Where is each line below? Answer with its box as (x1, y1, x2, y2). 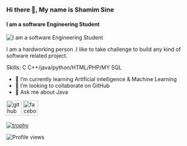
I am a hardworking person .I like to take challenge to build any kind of (6, 45, 182, 53)
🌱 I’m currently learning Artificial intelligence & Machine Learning (15, 76, 177, 83)
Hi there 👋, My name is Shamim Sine (6, 5, 114, 14)
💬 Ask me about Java (15, 88, 68, 96)
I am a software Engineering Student (6, 21, 100, 28)
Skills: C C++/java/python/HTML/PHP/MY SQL (6, 64, 122, 71)
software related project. (6, 52, 68, 59)
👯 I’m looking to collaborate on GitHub (15, 82, 110, 90)
